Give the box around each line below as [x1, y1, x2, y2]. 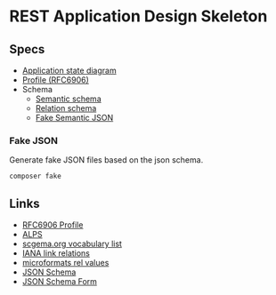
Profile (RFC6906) [21, 75, 89, 85]
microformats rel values [21, 258, 110, 268]
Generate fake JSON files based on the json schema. [9, 155, 204, 165]
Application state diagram [21, 65, 118, 76]
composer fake [9, 171, 62, 181]
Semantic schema [35, 93, 101, 104]
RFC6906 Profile [21, 219, 84, 230]
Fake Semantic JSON [35, 113, 114, 123]
